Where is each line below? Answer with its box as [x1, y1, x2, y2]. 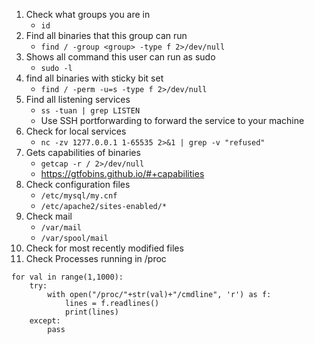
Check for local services [25, 125, 127, 137]
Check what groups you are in [25, 9, 151, 20]
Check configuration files [25, 179, 131, 190]
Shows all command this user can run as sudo [25, 51, 216, 63]
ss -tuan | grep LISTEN [40, 106, 141, 116]
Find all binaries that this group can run [25, 30, 188, 41]
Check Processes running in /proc [25, 253, 167, 264]
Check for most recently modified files [25, 242, 184, 254]
